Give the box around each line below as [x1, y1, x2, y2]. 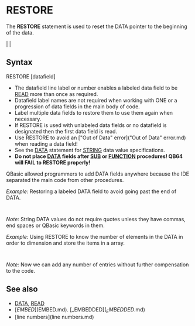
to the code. [6, 267, 35, 274]
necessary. [14, 115, 42, 122]
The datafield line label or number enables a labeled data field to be [14, 84, 178, 91]
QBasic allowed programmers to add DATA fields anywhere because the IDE [6, 170, 189, 177]
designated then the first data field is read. [14, 128, 118, 135]
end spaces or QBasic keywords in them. [6, 222, 105, 229]
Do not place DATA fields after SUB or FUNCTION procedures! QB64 [14, 153, 183, 160]
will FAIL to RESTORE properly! [14, 159, 91, 166]
